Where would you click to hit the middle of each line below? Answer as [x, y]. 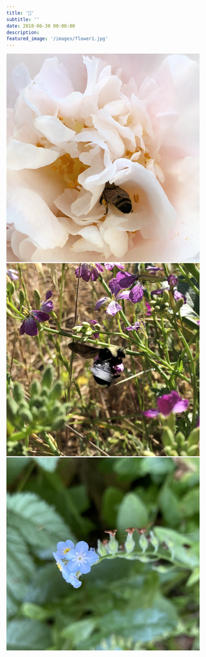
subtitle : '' [23, 19]
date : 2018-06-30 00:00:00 [41, 26]
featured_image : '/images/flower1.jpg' [57, 39]
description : [23, 32]
